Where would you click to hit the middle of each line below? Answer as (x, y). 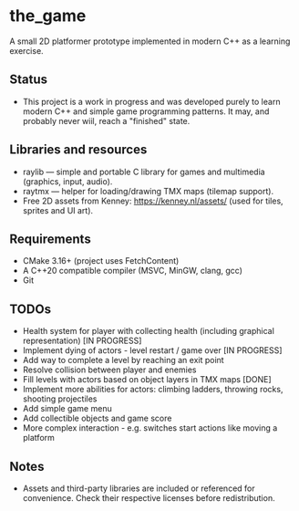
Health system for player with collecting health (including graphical (149, 331)
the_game (48, 16)
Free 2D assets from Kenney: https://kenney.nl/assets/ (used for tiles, (153, 201)
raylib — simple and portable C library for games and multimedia (144, 172)
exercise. (26, 50)
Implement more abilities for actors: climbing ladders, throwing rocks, (153, 390)
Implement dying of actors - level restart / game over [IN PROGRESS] (152, 350)
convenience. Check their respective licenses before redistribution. (149, 498)
